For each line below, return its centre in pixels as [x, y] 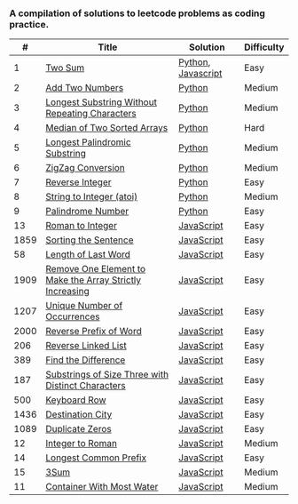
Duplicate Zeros [79, 429]
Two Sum [65, 68]
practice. [29, 24]
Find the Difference [86, 360]
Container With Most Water [102, 487]
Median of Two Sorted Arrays [107, 128]
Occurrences [73, 316]
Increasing [68, 292]
